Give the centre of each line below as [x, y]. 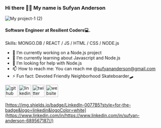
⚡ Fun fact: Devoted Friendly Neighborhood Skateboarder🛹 [73, 76]
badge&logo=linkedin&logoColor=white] [46, 110]
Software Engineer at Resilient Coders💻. [48, 30]
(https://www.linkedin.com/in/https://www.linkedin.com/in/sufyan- [72, 115]
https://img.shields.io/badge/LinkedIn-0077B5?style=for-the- [69, 105]
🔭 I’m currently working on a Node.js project [57, 52]
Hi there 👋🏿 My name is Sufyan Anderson [55, 8]
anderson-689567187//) [30, 121]
